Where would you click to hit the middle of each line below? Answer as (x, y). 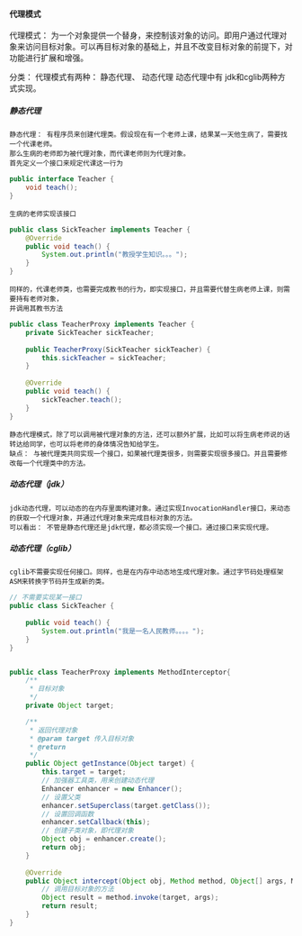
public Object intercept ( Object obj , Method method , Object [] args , (156, 881)
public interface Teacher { (62, 179)
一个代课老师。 (33, 144)
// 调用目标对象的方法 (78, 889)
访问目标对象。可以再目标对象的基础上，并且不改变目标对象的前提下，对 (159, 47)
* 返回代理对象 (53, 730)
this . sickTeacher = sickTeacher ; (104, 358)
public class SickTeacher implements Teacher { (100, 230)
